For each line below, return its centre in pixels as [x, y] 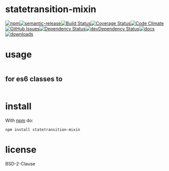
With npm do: [19, 120]
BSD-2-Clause [20, 163]
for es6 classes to [34, 79]
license [21, 149]
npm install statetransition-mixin [43, 130]
